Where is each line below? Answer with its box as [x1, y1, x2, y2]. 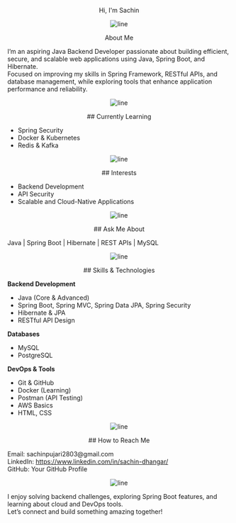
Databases [7, 330, 40, 338]
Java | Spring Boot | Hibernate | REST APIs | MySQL [7, 239, 159, 247]
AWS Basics [17, 401, 53, 410]
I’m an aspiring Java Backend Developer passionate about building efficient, [7, 47, 229, 55]
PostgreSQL [17, 351, 53, 359]
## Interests [101, 169, 137, 176]
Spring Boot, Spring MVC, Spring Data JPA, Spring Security [17, 301, 191, 309]
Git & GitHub [17, 378, 55, 387]
